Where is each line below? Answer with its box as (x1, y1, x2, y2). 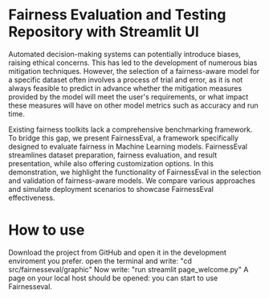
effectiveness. (8, 193, 55, 202)
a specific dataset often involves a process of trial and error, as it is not (8, 75, 243, 84)
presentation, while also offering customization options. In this (8, 158, 214, 168)
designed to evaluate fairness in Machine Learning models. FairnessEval (8, 141, 247, 151)
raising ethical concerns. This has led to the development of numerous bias (8, 58, 258, 67)
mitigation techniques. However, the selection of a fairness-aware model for (8, 66, 260, 76)
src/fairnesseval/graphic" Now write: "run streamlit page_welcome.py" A (8, 264, 249, 274)
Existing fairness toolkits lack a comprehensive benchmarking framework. (8, 125, 253, 134)
